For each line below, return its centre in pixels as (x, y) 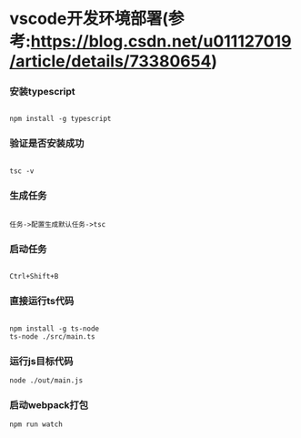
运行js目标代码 (41, 361)
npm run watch (36, 424)
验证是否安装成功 (47, 144)
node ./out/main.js (46, 380)
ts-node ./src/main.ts (52, 336)
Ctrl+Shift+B (34, 277)
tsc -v (22, 171)
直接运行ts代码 (42, 301)
